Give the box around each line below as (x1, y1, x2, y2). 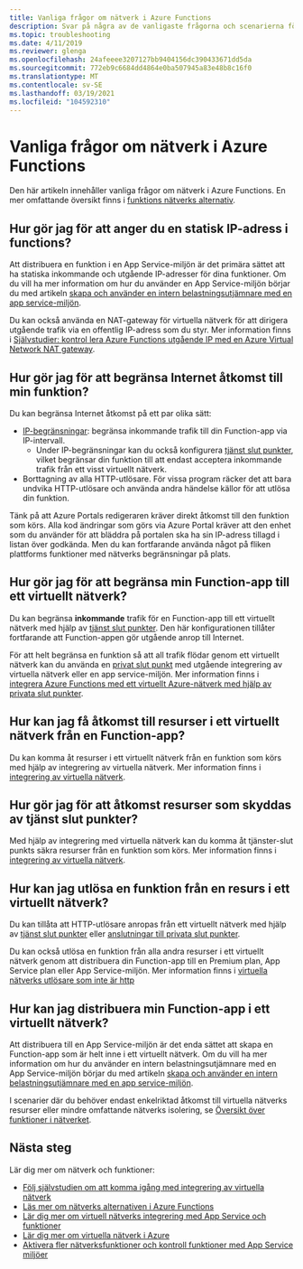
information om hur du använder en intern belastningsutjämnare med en (9, 1059, 277, 1068)
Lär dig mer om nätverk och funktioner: (9, 1164, 155, 1175)
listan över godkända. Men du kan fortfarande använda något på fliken (9, 538, 271, 549)
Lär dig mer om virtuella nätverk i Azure (22, 1229, 170, 1240)
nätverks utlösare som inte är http (9, 975, 135, 985)
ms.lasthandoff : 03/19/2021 (9, 89, 115, 98)
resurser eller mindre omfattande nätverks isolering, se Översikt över (9, 1105, 266, 1115)
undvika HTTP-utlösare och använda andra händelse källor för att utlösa (22, 482, 290, 493)
